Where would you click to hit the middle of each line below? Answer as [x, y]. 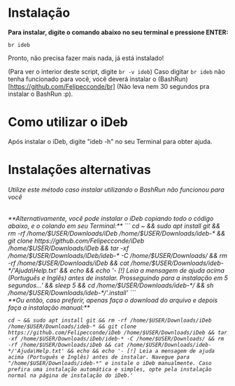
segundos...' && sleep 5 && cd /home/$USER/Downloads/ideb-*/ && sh [111, 285]
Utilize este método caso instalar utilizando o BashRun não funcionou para [116, 190]
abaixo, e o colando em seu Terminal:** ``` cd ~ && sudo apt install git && [114, 226]
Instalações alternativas [79, 170]
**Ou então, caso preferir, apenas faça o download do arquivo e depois [113, 300]
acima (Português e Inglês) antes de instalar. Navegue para [99, 357]
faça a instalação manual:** [49, 308]
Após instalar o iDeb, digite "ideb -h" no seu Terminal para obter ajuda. [110, 141]
